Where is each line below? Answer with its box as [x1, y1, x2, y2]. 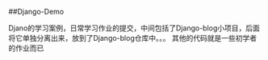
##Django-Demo [8, 7, 65, 16]
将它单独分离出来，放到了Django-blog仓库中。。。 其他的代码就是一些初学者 [8, 34, 257, 42]
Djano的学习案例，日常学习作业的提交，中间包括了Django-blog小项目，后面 [8, 23, 261, 33]
